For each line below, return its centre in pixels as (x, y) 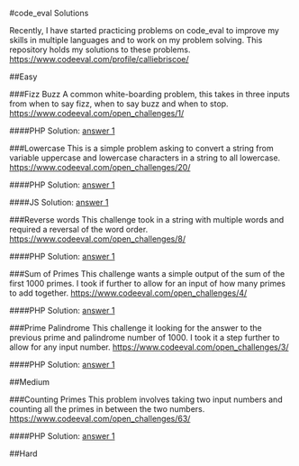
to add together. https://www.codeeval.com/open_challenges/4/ (128, 293)
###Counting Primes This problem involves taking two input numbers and (146, 399)
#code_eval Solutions (49, 13)
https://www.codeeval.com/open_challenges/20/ (100, 167)
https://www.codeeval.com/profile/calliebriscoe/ (99, 59)
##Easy (23, 77)
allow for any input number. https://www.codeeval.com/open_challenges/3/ (149, 347)
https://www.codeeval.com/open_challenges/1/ (97, 113)
